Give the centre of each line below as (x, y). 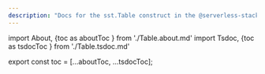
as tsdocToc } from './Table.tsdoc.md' (69, 46)
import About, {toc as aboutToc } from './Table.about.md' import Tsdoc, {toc (131, 38)
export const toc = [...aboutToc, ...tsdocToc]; (81, 61)
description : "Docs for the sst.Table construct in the (102, 15)
